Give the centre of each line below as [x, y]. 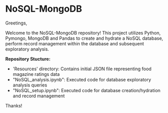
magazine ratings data [36, 74]
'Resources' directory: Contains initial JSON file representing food [82, 69]
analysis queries [30, 85]
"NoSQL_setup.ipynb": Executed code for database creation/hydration [87, 90]
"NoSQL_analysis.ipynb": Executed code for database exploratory [82, 79]
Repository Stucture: [28, 59]
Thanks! [14, 105]
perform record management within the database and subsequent [75, 43]
